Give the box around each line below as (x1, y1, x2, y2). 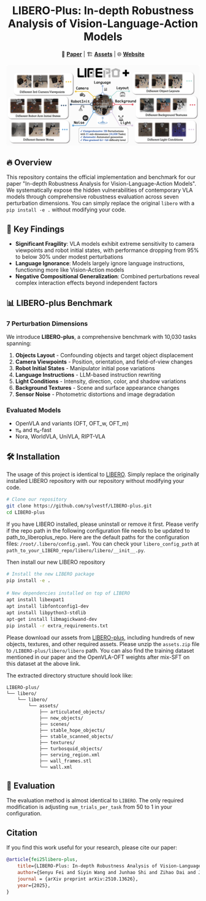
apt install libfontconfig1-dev (6, 603, 89, 610)
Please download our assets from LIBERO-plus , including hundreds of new (6, 634, 195, 641)
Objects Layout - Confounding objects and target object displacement (15, 351, 194, 359)
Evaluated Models (6, 406, 61, 414)
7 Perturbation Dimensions (6, 319, 88, 328)
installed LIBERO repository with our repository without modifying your (6, 477, 185, 485)
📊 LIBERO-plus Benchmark (6, 298, 113, 308)
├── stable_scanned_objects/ (39, 733, 114, 739)
